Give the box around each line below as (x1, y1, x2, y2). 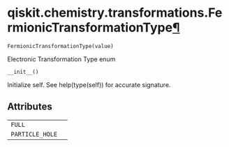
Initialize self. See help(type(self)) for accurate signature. (7, 80, 171, 88)
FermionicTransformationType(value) (7, 42, 114, 49)
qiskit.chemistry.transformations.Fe (7, 5, 223, 21)
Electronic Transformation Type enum (7, 54, 116, 63)
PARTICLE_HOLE (10, 130, 58, 138)
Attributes (7, 101, 52, 113)
